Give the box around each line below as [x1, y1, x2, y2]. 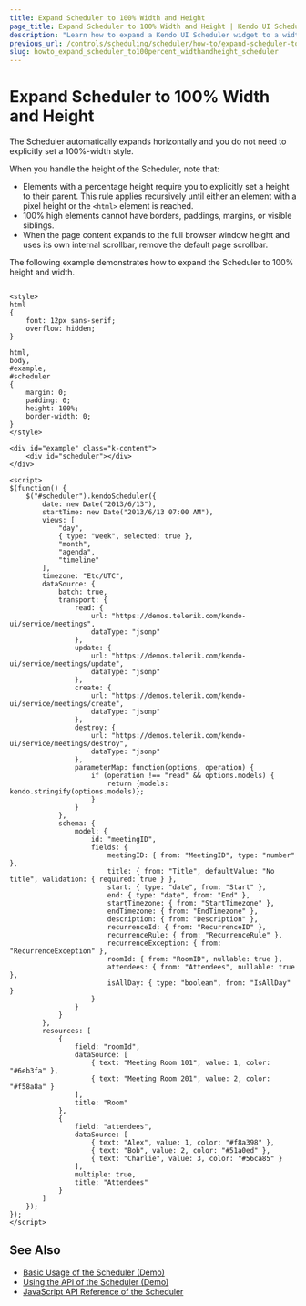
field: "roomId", [74, 1042, 141, 1052]
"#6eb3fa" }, [9, 1066, 59, 1076]
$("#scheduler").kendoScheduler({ [25, 492, 157, 502]
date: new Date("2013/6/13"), [42, 500, 157, 509]
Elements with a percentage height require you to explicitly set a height [22, 181, 290, 192]
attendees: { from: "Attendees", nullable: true [107, 963, 296, 972]
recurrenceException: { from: [107, 938, 222, 948]
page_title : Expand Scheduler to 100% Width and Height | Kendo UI [9, 22, 271, 31]
